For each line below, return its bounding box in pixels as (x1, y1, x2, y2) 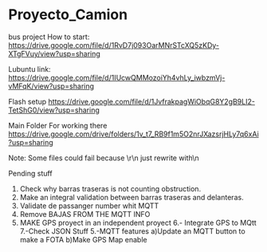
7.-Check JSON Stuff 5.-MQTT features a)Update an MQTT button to (19, 226, 245, 236)
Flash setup (8, 96, 47, 106)
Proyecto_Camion (8, 6, 128, 24)
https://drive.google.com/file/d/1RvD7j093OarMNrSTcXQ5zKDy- (8, 40, 219, 49)
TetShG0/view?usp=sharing (8, 105, 100, 115)
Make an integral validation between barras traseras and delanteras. (19, 192, 245, 202)
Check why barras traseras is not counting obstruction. (19, 183, 202, 193)
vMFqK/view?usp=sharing (8, 81, 94, 91)
